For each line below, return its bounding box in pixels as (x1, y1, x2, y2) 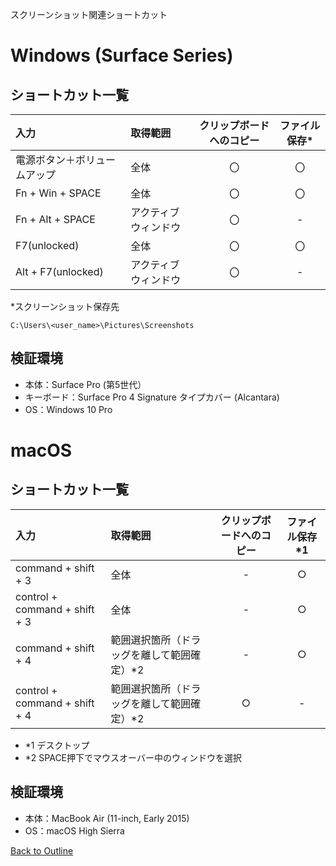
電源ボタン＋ (15, 153, 77, 167)
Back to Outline (10, 844, 74, 857)
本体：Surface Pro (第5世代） (24, 378, 147, 390)
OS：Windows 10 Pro (24, 403, 113, 415)
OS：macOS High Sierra (24, 824, 125, 837)
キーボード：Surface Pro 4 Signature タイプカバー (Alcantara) (24, 391, 280, 403)
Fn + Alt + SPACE (15, 213, 96, 226)
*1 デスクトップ (24, 739, 90, 751)
